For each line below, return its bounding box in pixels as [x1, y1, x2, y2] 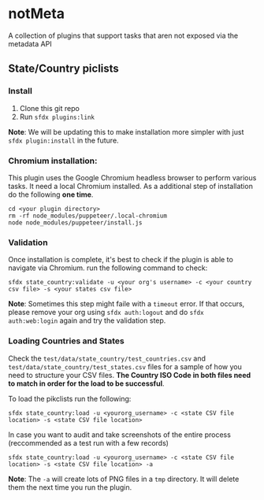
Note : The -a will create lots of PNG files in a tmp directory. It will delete [8, 474, 240, 483]
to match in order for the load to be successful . [8, 379, 165, 388]
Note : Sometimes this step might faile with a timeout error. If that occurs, [8, 299, 245, 309]
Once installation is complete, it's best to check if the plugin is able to [8, 255, 234, 265]
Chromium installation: [8, 155, 98, 166]
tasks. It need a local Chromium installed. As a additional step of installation [8, 181, 254, 191]
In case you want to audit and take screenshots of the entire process [8, 430, 231, 439]
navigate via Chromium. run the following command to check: [8, 263, 208, 272]
